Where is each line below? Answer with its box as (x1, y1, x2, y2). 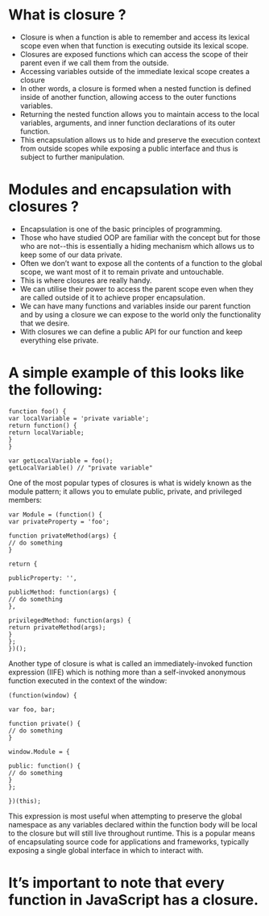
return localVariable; (8, 429, 85, 437)
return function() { (8, 421, 78, 429)
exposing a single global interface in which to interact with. (8, 845, 204, 855)
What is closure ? (8, 6, 126, 24)
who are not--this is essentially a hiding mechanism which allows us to (19, 241, 255, 251)
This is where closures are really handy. (19, 276, 152, 285)
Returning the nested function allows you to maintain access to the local (19, 109, 259, 118)
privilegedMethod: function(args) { (8, 616, 131, 624)
